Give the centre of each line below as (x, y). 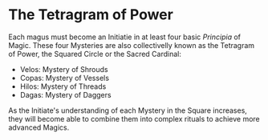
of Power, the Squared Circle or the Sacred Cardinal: (95, 54)
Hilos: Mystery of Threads (63, 86)
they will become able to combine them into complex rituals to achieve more (134, 118)
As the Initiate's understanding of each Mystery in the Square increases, (128, 110)
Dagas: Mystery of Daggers (65, 94)
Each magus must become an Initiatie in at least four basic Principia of (125, 37)
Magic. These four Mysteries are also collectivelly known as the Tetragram (132, 45)
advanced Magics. (39, 127)
